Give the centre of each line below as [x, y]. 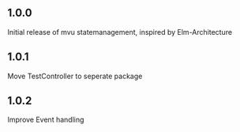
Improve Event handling [46, 120]
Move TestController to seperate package [75, 76]
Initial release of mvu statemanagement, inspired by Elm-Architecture [120, 32]
